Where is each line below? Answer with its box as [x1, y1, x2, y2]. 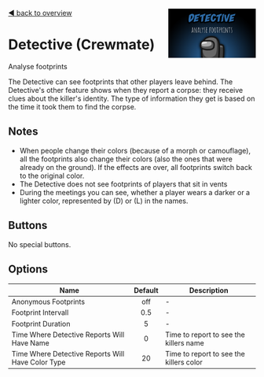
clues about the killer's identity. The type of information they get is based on [8, 94, 255, 103]
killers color [164, 357, 203, 367]
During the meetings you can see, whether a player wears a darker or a [19, 187, 250, 197]
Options [8, 262, 49, 275]
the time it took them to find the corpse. [8, 102, 137, 111]
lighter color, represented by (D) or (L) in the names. [19, 196, 189, 205]
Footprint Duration [11, 319, 71, 328]
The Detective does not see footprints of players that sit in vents [19, 179, 228, 189]
